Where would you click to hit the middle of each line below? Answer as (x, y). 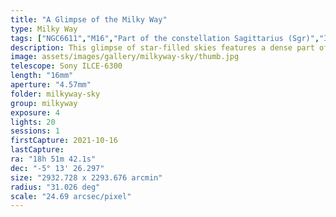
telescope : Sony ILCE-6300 (66, 66)
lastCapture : (37, 150)
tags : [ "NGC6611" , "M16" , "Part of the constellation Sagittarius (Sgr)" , (165, 38)
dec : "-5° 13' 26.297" (57, 168)
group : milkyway (44, 103)
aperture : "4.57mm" (51, 85)
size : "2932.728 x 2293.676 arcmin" (86, 177)
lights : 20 (33, 122)
